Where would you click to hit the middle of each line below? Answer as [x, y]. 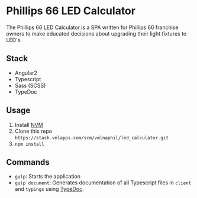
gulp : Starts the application [48, 177]
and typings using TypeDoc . [49, 189]
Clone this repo [33, 131]
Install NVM [29, 124]
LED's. [14, 40]
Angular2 [26, 73]
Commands [28, 162]
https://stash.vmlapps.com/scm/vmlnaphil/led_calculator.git [92, 138]
